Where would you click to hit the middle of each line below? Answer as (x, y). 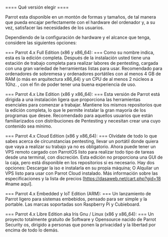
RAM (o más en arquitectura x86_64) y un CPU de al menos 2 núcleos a (79, 79)
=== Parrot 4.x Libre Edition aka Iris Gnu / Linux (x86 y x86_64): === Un (79, 214)
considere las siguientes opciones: (41, 43)
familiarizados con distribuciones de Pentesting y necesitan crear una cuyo (83, 121)
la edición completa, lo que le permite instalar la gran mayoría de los (76, 110)
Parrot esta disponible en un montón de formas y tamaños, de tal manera (81, 17)
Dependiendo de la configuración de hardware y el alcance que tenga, (78, 37)
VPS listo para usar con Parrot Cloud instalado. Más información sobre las (81, 173)
